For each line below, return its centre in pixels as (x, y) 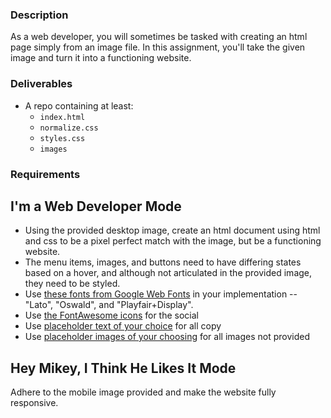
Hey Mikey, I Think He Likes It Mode (123, 368)
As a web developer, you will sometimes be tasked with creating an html (159, 37)
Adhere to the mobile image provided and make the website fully (143, 392)
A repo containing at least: (79, 105)
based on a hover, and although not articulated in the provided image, (168, 273)
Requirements (45, 174)
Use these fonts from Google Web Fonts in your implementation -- (161, 294)
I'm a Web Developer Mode (96, 206)
